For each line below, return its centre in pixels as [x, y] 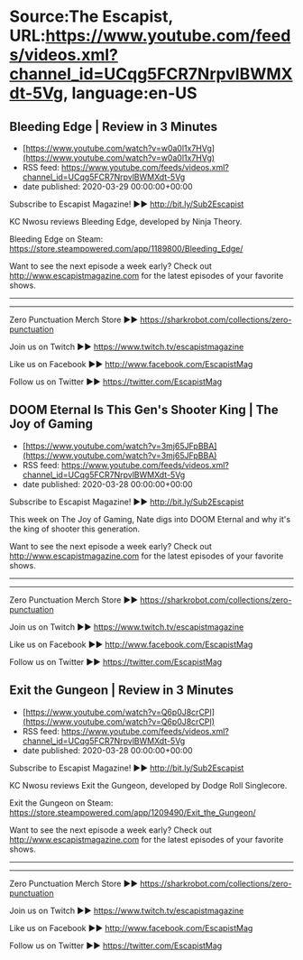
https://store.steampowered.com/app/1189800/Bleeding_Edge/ [126, 249]
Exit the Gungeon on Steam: [61, 803]
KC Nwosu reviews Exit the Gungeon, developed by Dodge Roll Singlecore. [148, 785]
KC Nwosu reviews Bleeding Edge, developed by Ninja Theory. [126, 222]
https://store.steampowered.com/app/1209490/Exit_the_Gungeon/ [133, 812]
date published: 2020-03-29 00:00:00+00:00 [107, 186]
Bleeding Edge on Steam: [56, 239]
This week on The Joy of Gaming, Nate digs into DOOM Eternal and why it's [150, 519]
